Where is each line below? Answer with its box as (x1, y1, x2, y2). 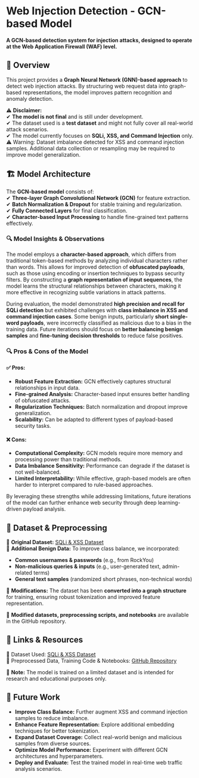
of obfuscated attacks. (14, 397, 71, 404)
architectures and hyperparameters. (14, 752, 104, 760)
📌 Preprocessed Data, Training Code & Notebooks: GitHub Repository (6, 657, 177, 664)
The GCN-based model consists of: (6, 188, 94, 195)
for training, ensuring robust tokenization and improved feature (6, 594, 161, 600)
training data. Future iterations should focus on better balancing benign (6, 325, 183, 332)
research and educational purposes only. (6, 675, 107, 682)
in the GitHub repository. (6, 618, 67, 625)
